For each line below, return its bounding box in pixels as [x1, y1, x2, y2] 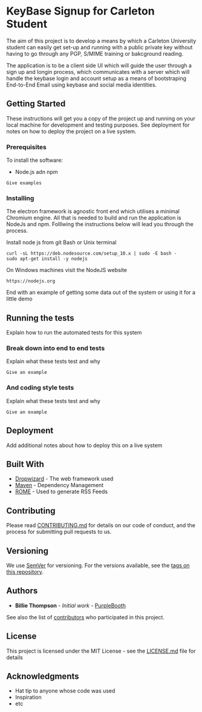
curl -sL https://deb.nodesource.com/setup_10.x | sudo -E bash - [6, 250, 177, 257]
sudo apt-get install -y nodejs [6, 256, 88, 262]
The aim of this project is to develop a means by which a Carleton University [6, 37, 197, 44]
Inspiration [15, 694, 42, 701]
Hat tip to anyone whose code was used [15, 687, 116, 694]
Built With [6, 459, 44, 469]
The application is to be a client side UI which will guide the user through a [6, 62, 192, 69]
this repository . [6, 568, 44, 575]
